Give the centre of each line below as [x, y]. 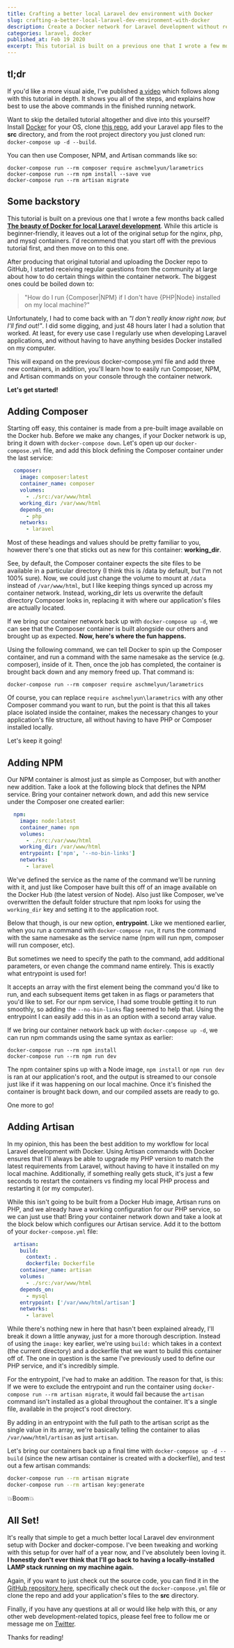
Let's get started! [33, 390]
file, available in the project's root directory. [70, 1409]
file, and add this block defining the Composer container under [133, 451]
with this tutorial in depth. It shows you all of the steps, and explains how [111, 98]
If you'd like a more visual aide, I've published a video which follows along [113, 91]
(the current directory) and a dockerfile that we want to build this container [115, 1351]
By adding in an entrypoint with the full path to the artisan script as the [108, 1423]
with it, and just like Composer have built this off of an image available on [112, 887]
